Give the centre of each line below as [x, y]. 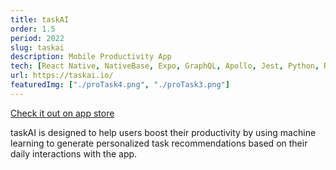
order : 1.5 [33, 29]
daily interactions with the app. [74, 153]
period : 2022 [37, 38]
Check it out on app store [62, 113]
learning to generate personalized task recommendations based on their [159, 143]
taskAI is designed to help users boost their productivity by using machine [163, 132]
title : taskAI [40, 19]
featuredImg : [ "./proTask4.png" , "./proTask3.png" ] [120, 85]
